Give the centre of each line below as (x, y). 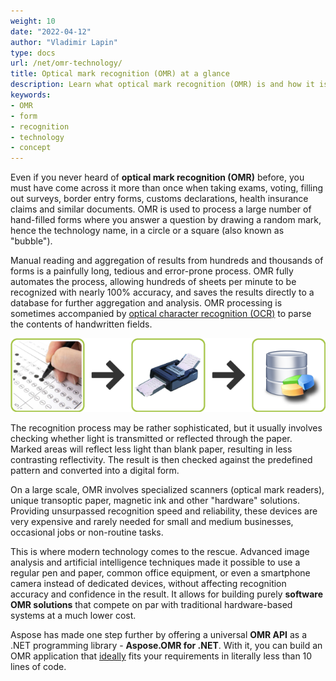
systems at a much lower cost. (73, 616)
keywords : (31, 95)
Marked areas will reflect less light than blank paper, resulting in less (151, 449)
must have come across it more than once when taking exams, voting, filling (167, 188)
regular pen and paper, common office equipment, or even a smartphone (160, 573)
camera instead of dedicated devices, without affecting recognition (148, 584)
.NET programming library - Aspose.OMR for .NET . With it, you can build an (166, 646)
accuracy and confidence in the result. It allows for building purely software (167, 594)
